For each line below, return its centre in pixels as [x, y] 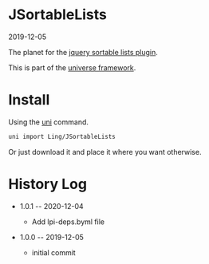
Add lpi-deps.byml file [68, 222]
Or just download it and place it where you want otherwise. [105, 152]
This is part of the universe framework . [72, 67]
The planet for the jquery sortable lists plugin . [83, 52]
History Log [48, 184]
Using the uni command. [49, 122]
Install [29, 100]
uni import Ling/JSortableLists [62, 136]
